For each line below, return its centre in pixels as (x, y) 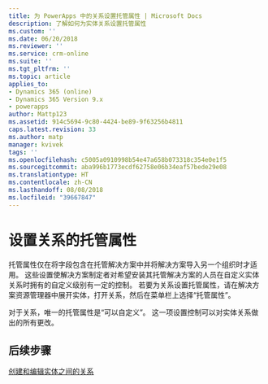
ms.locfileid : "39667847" (52, 197)
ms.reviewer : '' (36, 46)
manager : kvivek (36, 144)
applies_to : (28, 84)
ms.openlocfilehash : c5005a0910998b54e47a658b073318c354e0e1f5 (118, 159)
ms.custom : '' (32, 31)
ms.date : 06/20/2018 (43, 39)
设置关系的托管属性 (73, 240)
